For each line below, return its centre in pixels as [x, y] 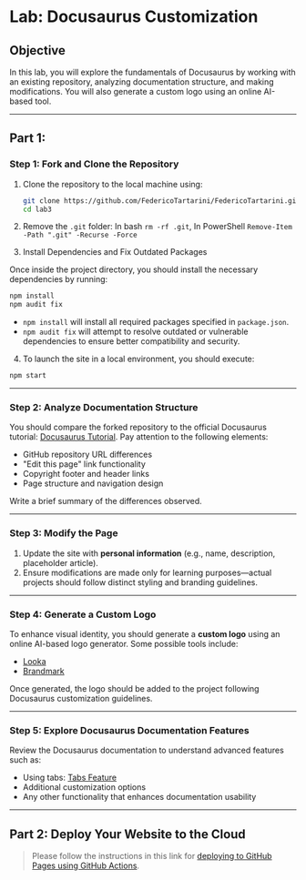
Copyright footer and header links [86, 474]
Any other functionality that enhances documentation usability [139, 797]
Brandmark [44, 671]
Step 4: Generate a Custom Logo [83, 614]
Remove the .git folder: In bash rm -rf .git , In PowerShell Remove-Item [158, 227]
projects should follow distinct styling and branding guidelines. [140, 582]
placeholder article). [60, 562]
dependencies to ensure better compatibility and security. [131, 341]
